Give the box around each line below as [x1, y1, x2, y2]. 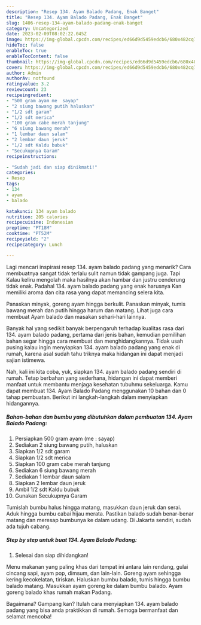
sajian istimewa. [6, 356, 46, 364]
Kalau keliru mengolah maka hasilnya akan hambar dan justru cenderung [6, 276, 185, 283]
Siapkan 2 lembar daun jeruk [14, 479, 86, 486]
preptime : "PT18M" [6, 225, 52, 231]
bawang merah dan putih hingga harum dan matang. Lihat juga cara [6, 306, 173, 314]
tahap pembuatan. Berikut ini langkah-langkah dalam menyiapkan [6, 393, 168, 401]
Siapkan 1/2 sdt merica [14, 454, 72, 461]
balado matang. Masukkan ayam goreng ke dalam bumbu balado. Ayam [6, 582, 182, 589]
